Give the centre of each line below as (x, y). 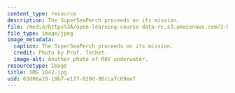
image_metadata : (31, 40)
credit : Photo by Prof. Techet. (61, 53)
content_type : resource (42, 14)
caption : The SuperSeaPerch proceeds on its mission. (93, 46)
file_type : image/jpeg (40, 33)
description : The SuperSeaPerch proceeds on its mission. (93, 20)
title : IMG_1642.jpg (37, 72)
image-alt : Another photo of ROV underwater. (81, 59)
